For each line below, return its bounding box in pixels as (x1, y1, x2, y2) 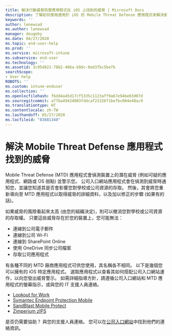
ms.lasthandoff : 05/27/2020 (5, 112, 66, 118)
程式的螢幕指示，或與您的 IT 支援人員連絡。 (9, 281, 102, 287)
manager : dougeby (5, 31, 42, 36)
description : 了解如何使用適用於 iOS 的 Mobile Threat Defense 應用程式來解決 (5, 12, 164, 17)
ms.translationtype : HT (5, 103, 56, 108)
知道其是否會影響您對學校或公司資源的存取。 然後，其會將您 (32, 184, 159, 190)
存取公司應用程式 (12, 251, 49, 257)
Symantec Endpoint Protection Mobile (12, 297, 93, 303)
